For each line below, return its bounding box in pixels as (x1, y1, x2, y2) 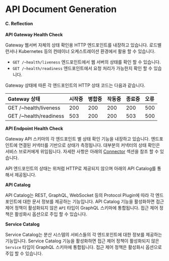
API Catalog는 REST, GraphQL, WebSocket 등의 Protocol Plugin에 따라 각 (5, 192, 155, 199)
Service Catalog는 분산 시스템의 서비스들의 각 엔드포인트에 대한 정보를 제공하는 (5, 232, 162, 238)
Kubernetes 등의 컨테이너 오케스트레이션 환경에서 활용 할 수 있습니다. (18, 48, 155, 54)
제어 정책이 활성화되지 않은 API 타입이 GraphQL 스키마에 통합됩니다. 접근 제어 (5, 205, 158, 211)
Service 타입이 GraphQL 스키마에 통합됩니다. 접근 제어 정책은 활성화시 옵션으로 (5, 244, 162, 250)
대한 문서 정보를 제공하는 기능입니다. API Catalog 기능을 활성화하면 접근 (22, 199, 164, 205)
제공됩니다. (14, 172, 37, 178)
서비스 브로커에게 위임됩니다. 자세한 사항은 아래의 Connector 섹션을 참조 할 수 (5, 149, 159, 155)
